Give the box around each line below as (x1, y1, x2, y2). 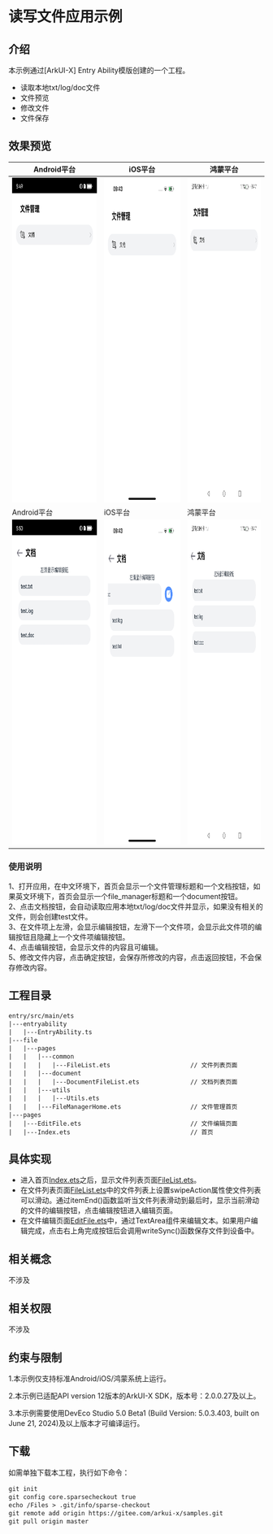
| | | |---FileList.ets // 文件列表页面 (8, 1061, 238, 1069)
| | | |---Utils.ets (8, 1094, 100, 1102)
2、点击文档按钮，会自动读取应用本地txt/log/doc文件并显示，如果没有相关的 (8, 902, 264, 911)
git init (8, 1484, 38, 1493)
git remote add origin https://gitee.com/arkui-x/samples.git (8, 1509, 223, 1517)
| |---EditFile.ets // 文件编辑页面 (8, 1119, 238, 1128)
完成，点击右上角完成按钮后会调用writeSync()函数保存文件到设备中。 (27, 1226, 258, 1236)
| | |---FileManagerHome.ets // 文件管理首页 (8, 1102, 238, 1110)
